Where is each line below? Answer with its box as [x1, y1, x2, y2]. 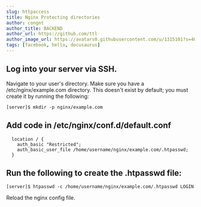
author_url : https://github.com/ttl [6, 31, 98, 37]
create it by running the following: [6, 92, 89, 100]
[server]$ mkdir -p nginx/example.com [6, 104, 103, 110]
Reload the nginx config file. [6, 194, 76, 202]
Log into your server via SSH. [6, 64, 117, 75]
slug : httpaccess [6, 8, 50, 15]
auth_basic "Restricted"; [17, 141, 82, 147]
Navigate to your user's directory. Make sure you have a [6, 80, 145, 87]
